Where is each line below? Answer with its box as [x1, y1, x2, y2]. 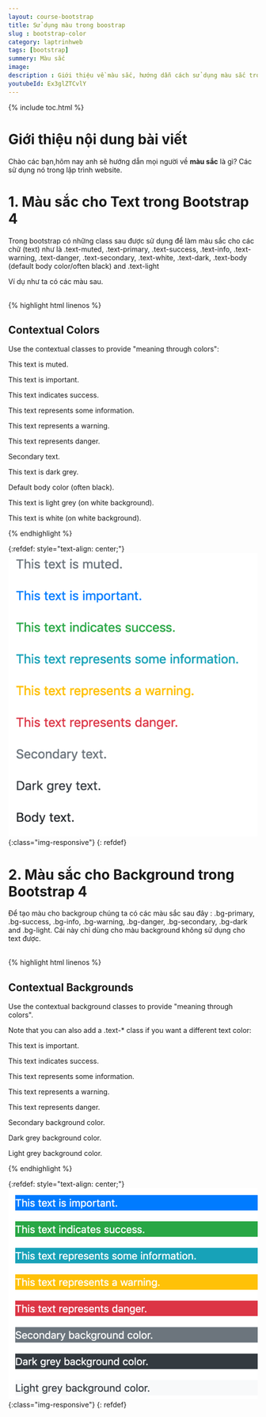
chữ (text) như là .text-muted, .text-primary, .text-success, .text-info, [8, 244, 232, 254]
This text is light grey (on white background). [8, 498, 154, 508]
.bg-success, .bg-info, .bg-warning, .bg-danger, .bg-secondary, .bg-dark [8, 917, 248, 927]
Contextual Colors [8, 323, 101, 336]
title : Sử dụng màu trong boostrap [8, 21, 126, 29]
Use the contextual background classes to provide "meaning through [8, 1002, 234, 1012]
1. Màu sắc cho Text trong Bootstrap [8, 193, 249, 210]
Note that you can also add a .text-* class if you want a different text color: [8, 1026, 252, 1035]
